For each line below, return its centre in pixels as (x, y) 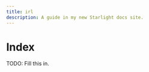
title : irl (20, 12)
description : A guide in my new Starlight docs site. (75, 17)
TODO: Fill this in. (28, 64)
